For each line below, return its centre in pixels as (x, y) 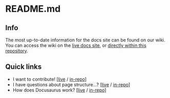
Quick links (24, 67)
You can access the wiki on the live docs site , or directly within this (76, 45)
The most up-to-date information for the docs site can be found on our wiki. (85, 40)
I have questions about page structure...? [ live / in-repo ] (71, 84)
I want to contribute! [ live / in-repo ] (50, 79)
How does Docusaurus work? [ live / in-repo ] (59, 90)
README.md (33, 9)
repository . (17, 51)
